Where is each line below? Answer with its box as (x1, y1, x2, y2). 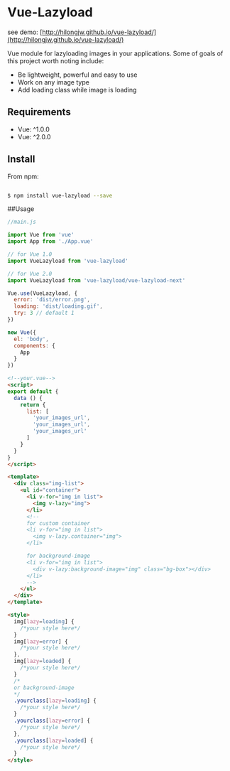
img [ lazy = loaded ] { (13, 658, 72, 665)
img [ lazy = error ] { (13, 637, 69, 645)
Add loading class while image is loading (17, 85, 137, 94)
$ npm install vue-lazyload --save (7, 192, 113, 199)
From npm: (7, 172, 39, 180)
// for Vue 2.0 (7, 270, 53, 277)
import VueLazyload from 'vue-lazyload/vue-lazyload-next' (7, 276, 186, 284)
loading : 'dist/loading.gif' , (13, 303, 103, 310)
